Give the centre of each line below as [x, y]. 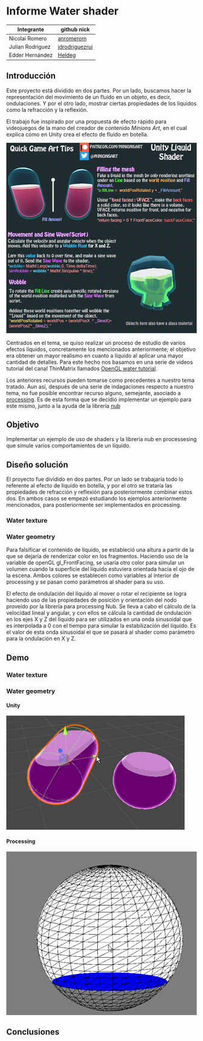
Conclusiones [33, 1032]
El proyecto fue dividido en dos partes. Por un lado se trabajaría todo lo [95, 479]
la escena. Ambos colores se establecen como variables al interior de [93, 576]
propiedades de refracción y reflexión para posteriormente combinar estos [99, 492]
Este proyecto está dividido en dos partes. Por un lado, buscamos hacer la [99, 90]
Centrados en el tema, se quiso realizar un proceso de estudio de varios [96, 343]
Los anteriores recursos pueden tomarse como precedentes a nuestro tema [101, 380]
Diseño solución [37, 464]
